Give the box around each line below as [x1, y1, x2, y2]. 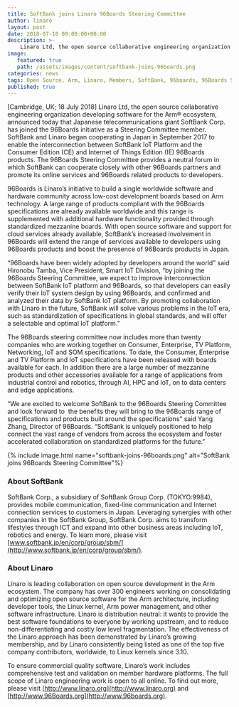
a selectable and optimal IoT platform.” [7, 319, 120, 328]
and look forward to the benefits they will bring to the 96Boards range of [7, 407, 222, 416]
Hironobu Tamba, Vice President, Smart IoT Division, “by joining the [7, 266, 205, 275]
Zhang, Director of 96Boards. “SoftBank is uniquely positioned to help [7, 422, 212, 431]
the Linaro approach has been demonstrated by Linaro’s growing [7, 632, 197, 641]
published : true [7, 83, 55, 90]
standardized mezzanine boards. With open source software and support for [7, 222, 232, 231]
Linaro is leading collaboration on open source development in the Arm [7, 579, 216, 588]
